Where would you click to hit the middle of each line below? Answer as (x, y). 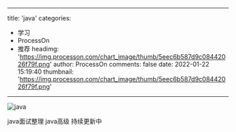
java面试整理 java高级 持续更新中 (55, 121)
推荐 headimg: (38, 49)
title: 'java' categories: (39, 18)
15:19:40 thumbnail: (45, 72)
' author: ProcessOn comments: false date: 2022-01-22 (129, 64)
